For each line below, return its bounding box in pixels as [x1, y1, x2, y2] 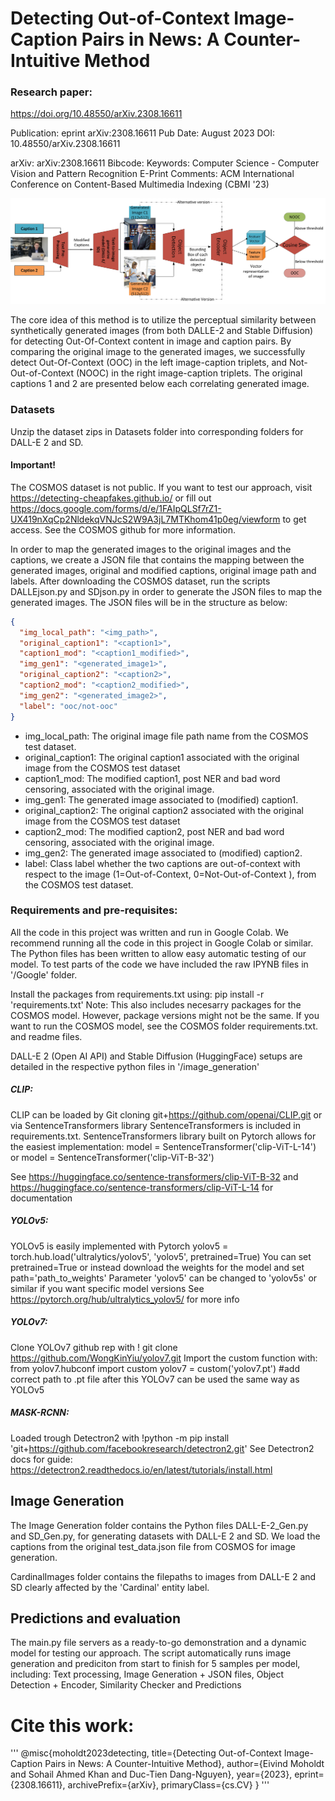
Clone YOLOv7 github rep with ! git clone [10, 1341, 178, 1353]
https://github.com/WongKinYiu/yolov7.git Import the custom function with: [10, 1352, 318, 1364]
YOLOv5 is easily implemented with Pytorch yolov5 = [10, 1240, 229, 1252]
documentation [10, 1192, 73, 1204]
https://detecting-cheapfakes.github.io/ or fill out [10, 492, 212, 504]
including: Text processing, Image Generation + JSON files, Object [10, 1668, 285, 1681]
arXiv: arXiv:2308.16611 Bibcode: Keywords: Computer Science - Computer [10, 157, 320, 169]
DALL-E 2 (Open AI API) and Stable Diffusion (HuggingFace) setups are [10, 1050, 303, 1062]
